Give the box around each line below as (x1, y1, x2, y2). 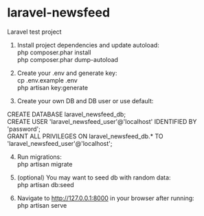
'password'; (7, 125, 41, 133)
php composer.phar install (16, 48, 91, 56)
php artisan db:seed (16, 180, 74, 188)
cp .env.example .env (16, 76, 78, 84)
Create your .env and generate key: (16, 69, 117, 77)
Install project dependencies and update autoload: (16, 41, 159, 49)
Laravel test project (7, 28, 62, 36)
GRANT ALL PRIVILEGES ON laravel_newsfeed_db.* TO (7, 132, 163, 140)
